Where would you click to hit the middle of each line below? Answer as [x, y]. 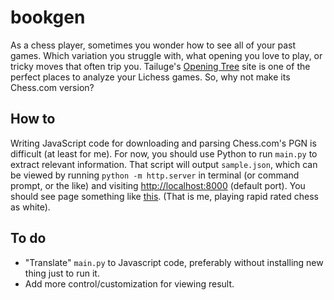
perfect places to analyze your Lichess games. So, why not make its [150, 77]
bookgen [48, 17]
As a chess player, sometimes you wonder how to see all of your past [153, 45]
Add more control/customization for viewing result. [129, 283]
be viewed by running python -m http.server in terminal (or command [155, 175]
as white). [30, 207]
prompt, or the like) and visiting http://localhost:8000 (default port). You [158, 185]
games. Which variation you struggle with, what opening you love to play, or [166, 55]
